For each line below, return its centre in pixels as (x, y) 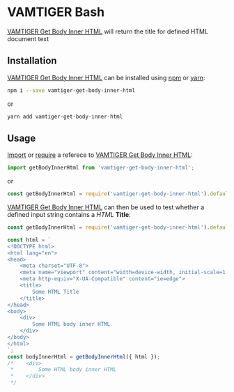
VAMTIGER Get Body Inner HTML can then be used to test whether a (106, 207)
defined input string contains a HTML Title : (69, 215)
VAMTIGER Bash (56, 12)
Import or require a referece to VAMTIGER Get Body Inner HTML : (100, 155)
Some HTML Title (56, 292)
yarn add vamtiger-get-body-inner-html (65, 116)
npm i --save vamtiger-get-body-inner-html (71, 90)
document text (28, 38)
